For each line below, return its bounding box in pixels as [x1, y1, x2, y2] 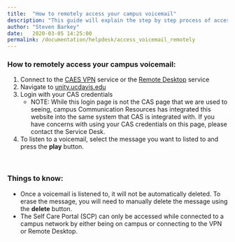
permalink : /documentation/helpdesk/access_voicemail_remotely [7, 36, 196, 43]
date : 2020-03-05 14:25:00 [7, 29, 92, 37]
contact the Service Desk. [30, 128, 106, 136]
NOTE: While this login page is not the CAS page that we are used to [30, 98, 228, 106]
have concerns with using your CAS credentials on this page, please [30, 120, 227, 128]
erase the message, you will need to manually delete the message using [20, 197, 228, 206]
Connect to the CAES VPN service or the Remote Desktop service [20, 75, 210, 84]
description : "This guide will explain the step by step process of [7, 17, 211, 24]
